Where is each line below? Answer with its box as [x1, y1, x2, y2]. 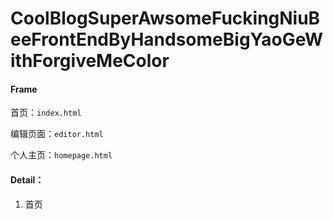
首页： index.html [10, 107, 82, 119]
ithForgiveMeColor [10, 50, 170, 72]
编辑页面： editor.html [10, 128, 104, 140]
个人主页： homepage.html [10, 149, 113, 161]
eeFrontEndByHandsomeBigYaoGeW [10, 28, 323, 51]
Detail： [10, 173, 45, 186]
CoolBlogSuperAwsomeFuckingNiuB [10, 7, 321, 30]
